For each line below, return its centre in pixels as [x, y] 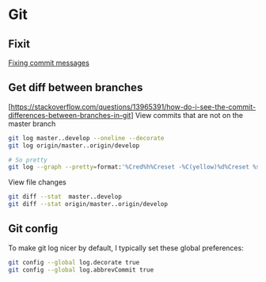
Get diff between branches [76, 88]
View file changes [37, 182]
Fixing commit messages [49, 63]
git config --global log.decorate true [74, 262]
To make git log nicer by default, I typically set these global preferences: [126, 248]
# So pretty [28, 160]
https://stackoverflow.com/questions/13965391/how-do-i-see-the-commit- [133, 107]
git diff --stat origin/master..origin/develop [88, 204]
